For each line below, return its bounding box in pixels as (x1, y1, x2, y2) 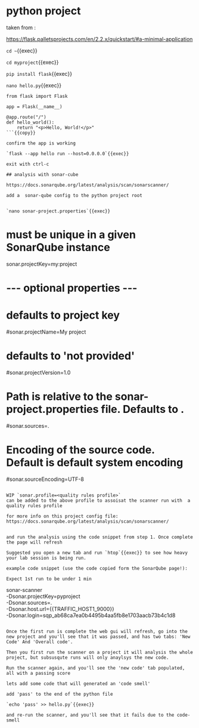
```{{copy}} (6, 129, 36, 135)
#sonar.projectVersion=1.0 (6, 369, 71, 376)
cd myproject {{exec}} (6, 58, 59, 66)
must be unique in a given (6, 228, 136, 242)
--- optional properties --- (6, 282, 138, 295)
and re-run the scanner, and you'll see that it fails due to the (6, 712, 175, 718)
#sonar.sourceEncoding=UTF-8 (6, 476, 85, 483)
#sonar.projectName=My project (6, 328, 86, 335)
